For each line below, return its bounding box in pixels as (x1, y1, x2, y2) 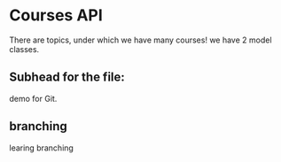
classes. (9, 43, 40, 54)
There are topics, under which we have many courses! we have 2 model (9, 35, 272, 45)
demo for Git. (9, 93, 58, 104)
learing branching (9, 143, 74, 153)
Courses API (9, 5, 104, 26)
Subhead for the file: (9, 70, 126, 85)
